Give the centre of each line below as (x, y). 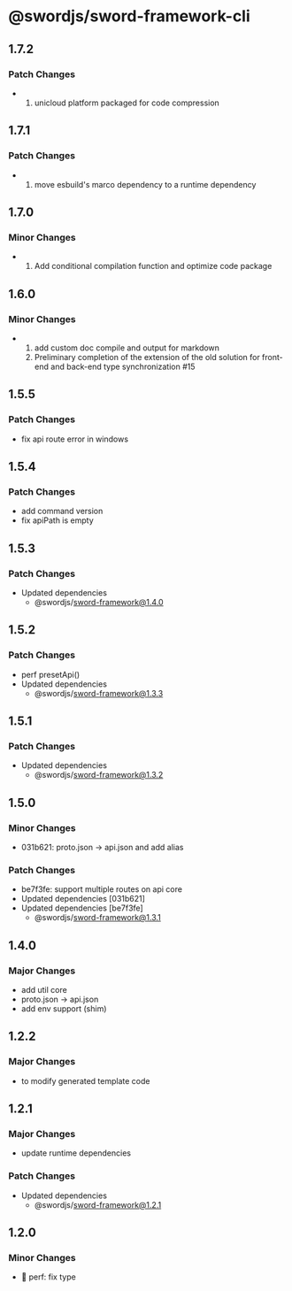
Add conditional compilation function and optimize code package (153, 266)
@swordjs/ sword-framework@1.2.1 (98, 1204)
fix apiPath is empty (57, 520)
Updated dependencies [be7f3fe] (82, 908)
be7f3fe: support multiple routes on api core (102, 889)
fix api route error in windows (75, 439)
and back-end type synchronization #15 (123, 366)
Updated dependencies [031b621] (83, 899)
